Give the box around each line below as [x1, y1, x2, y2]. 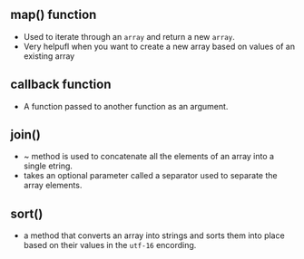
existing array [23, 50, 75, 62]
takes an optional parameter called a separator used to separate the [23, 170, 278, 181]
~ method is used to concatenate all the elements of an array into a [23, 151, 275, 162]
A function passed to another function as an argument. [23, 101, 229, 111]
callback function [10, 77, 112, 92]
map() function [10, 7, 97, 23]
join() [10, 127, 42, 143]
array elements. [23, 180, 83, 191]
